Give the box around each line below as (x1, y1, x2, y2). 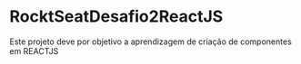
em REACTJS (9, 45, 59, 56)
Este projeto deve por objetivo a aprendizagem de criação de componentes (9, 36, 293, 47)
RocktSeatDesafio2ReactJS (9, 6, 224, 27)
